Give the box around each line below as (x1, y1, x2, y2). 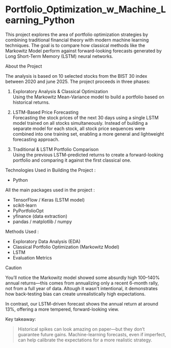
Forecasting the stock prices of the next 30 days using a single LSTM (12, 114, 159, 121)
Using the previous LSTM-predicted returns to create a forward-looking (12, 151, 163, 158)
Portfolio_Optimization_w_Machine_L (5, 4, 166, 15)
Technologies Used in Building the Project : (5, 167, 96, 173)
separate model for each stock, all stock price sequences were (12, 125, 145, 132)
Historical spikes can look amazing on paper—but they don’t (17, 326, 145, 332)
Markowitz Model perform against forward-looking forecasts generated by (5, 48, 162, 54)
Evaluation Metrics (12, 254, 52, 260)
